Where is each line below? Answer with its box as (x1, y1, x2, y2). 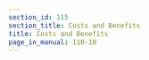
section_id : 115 (8, 12, 69, 22)
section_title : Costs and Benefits (8, 21, 141, 30)
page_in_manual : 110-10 (8, 37, 97, 47)
